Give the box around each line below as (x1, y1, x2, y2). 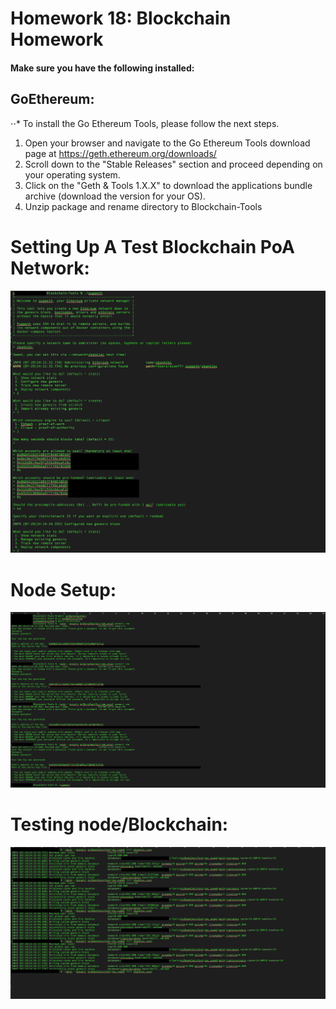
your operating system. (24, 168, 121, 181)
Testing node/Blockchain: (10, 813, 229, 836)
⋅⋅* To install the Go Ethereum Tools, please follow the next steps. (10, 117, 280, 129)
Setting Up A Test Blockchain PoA (10, 235, 295, 258)
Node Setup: (10, 578, 117, 601)
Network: (10, 257, 90, 279)
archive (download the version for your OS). (24, 190, 206, 202)
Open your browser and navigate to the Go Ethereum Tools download (24, 137, 311, 149)
